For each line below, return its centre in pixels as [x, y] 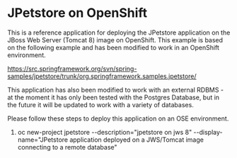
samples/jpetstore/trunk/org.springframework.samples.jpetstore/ [102, 76]
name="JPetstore [43, 140]
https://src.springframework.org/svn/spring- [72, 68]
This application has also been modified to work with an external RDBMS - [116, 90]
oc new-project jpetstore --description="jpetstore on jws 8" [105, 132]
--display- [208, 132]
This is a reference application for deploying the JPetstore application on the [119, 32]
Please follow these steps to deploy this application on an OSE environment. [118, 119]
